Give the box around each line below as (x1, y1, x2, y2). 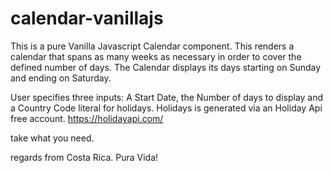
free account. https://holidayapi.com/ (10, 112, 164, 124)
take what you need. (10, 132, 95, 144)
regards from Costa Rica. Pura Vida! (10, 151, 159, 163)
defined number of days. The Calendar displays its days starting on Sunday (10, 61, 322, 73)
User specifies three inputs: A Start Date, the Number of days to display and (10, 91, 324, 103)
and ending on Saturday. (10, 72, 112, 84)
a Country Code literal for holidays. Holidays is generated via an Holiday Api (10, 102, 323, 114)
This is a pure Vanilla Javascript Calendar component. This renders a (10, 40, 295, 52)
